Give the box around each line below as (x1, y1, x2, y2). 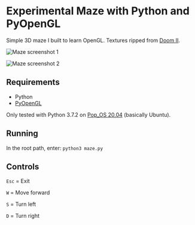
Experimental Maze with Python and (6, 4, 190, 18)
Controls (6, 162, 39, 172)
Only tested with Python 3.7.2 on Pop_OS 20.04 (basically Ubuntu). (6, 111, 171, 118)
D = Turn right (6, 212, 40, 220)
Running (6, 129, 39, 139)
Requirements (6, 77, 60, 87)
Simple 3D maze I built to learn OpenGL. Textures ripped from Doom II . (6, 37, 181, 44)
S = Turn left (6, 200, 36, 208)
